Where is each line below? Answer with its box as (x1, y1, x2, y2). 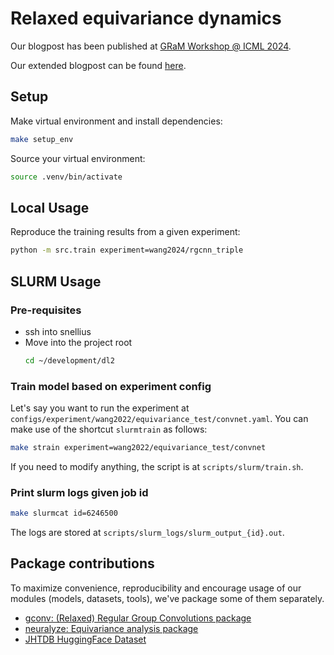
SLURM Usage (10, 273, 102, 290)
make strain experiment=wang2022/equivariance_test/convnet (10, 443, 267, 453)
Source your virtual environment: (10, 152, 146, 164)
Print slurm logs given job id (10, 485, 149, 499)
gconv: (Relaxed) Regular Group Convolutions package (24, 612, 252, 624)
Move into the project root (24, 336, 133, 348)
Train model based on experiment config (10, 379, 212, 393)
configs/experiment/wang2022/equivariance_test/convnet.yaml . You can (10, 413, 309, 425)
